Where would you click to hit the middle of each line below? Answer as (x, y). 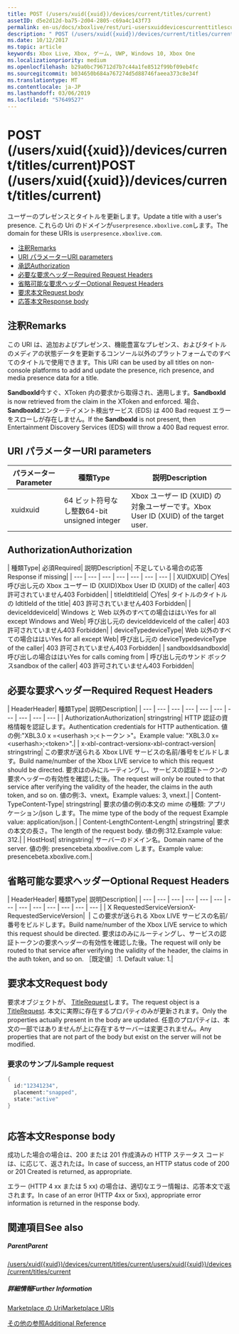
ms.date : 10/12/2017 (38, 41)
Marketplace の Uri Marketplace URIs (61, 1308)
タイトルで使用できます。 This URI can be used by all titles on (109, 362)
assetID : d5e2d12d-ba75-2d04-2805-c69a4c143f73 (79, 21)
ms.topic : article (34, 47)
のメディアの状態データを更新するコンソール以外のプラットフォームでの (113, 353)
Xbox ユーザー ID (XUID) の (176, 495)
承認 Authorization (44, 266)
